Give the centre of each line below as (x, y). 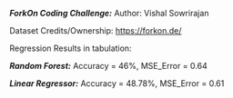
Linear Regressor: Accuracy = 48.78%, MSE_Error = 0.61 (117, 83)
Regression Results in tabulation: (71, 48)
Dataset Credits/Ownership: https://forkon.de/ (96, 30)
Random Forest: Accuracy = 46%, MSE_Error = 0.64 (108, 66)
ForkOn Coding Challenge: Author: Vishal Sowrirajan (109, 13)
